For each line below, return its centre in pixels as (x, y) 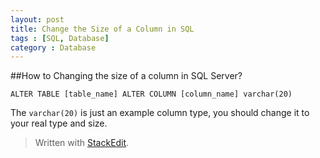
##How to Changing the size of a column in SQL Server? (126, 76)
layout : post (37, 19)
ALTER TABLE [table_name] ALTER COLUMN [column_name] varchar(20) (151, 94)
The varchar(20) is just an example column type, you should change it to (160, 113)
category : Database (53, 47)
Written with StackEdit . (82, 143)
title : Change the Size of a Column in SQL (102, 29)
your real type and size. (59, 123)
